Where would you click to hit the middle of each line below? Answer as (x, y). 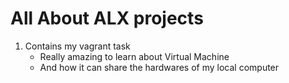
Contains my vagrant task (77, 46)
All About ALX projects (107, 18)
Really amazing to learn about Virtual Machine (134, 56)
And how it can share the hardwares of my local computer (159, 67)
